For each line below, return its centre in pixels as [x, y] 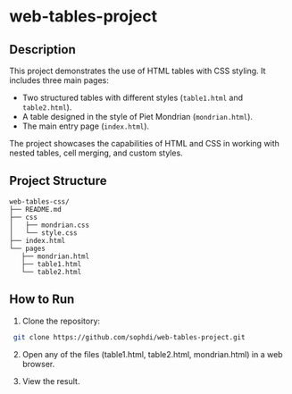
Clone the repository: [61, 321]
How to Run [42, 300]
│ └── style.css [43, 233]
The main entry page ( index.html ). [86, 126]
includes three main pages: [59, 80]
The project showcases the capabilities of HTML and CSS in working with [144, 143]
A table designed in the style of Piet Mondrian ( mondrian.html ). [137, 117]
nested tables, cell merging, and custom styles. [96, 153]
